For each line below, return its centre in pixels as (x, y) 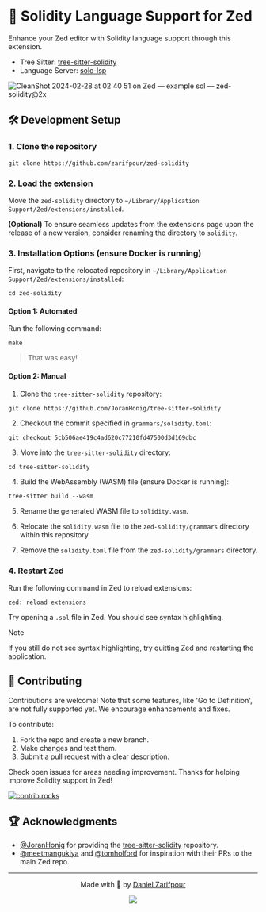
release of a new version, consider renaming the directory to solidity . (123, 233)
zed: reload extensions (47, 602)
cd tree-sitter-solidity (49, 467)
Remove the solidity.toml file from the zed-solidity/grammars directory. (139, 550)
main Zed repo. (44, 861)
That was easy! (52, 358)
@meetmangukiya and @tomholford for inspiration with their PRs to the (135, 853)
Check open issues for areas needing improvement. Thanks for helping (124, 772)
